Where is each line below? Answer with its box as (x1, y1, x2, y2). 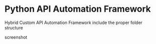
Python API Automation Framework (4, 3, 151, 15)
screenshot (4, 34, 27, 40)
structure (4, 24, 23, 30)
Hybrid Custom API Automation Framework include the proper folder (4, 20, 143, 25)
